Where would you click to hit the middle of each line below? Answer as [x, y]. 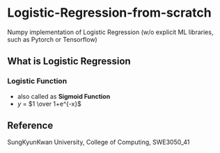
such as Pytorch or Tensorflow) [52, 39]
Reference [30, 126]
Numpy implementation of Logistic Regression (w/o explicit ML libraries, [110, 32]
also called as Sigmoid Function [64, 96]
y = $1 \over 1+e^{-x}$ [49, 104]
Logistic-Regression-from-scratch [109, 13]
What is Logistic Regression [69, 62]
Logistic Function [37, 81]
